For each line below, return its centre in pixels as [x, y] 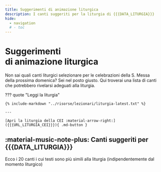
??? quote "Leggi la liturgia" [32, 95]
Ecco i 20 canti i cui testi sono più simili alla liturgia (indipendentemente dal [80, 159]
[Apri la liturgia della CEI [34, 121]
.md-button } [74, 125]
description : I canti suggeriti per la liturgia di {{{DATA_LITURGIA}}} [80, 14]
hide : [10, 18]
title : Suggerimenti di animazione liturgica [51, 9]
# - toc [17, 28]
